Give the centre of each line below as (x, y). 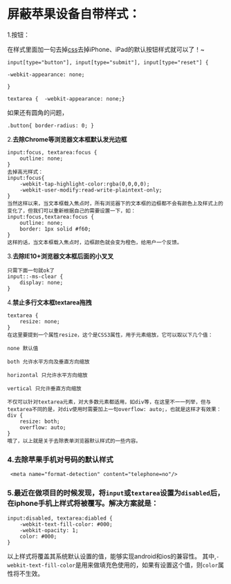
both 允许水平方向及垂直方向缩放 (48, 362)
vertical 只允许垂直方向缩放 (44, 388)
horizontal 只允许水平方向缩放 (47, 375)
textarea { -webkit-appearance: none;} (66, 99)
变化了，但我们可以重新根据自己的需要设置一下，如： (72, 211)
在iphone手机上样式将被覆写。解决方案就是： (83, 504)
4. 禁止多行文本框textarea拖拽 (49, 302)
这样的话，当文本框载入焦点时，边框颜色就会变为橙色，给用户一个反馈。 (95, 242)
